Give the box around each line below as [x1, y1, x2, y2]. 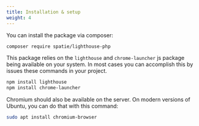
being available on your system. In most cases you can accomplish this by [6, 61, 193, 68]
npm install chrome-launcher [6, 85, 81, 91]
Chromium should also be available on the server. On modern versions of [6, 96, 191, 103]
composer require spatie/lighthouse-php [6, 43, 111, 50]
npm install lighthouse [6, 79, 67, 86]
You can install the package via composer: [6, 31, 113, 39]
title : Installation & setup [6, 9, 81, 15]
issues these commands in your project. [6, 67, 107, 75]
